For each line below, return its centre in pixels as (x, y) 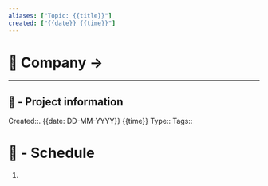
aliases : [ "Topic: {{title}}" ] (60, 16)
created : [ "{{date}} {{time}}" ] (62, 23)
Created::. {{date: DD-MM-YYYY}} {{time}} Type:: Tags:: (100, 121)
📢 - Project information (66, 102)
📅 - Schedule (52, 153)
